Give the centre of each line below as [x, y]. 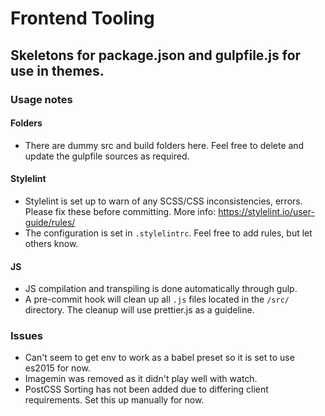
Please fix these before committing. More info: [120, 211]
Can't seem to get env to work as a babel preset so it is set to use [159, 358]
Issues [27, 336]
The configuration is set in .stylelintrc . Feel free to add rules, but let [168, 233]
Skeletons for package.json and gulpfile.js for [156, 55]
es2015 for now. [57, 368]
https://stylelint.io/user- [266, 211]
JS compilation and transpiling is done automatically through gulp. [161, 289]
